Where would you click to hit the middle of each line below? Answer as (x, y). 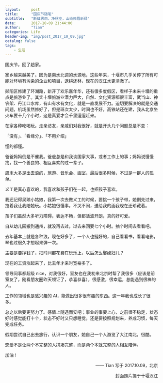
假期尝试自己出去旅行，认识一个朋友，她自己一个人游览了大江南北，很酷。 (79, 334)
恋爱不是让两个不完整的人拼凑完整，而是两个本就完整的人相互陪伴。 (73, 345)
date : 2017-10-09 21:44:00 (39, 23)
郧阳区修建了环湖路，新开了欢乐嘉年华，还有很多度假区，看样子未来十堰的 (79, 91)
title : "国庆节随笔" (29, 14)
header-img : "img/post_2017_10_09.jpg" (45, 37)
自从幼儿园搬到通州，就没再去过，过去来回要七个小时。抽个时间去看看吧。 (79, 226)
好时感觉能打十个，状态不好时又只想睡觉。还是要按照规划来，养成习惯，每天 (81, 318)
